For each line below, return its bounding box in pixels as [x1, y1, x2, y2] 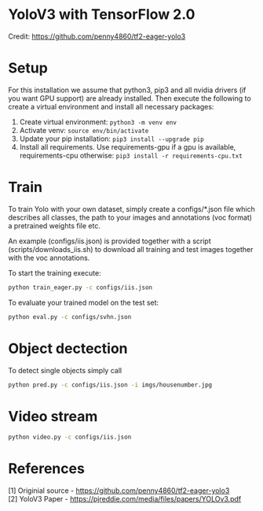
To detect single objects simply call [8, 365, 122, 375]
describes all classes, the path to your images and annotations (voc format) [8, 213, 253, 222]
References [8, 460, 85, 478]
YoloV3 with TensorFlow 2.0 [8, 6, 195, 24]
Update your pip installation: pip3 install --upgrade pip [19, 134, 204, 143]
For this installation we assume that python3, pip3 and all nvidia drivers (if [8, 85, 247, 94]
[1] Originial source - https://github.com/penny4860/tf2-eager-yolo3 [8, 486, 230, 495]
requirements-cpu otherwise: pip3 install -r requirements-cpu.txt [19, 150, 243, 160]
